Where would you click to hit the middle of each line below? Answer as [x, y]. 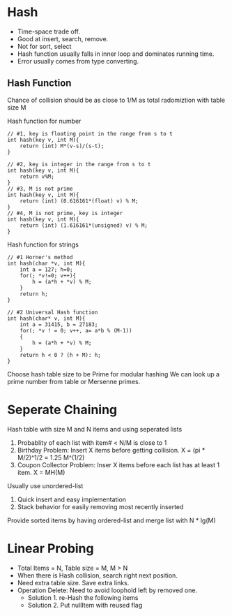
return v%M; [37, 176]
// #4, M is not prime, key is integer [65, 213]
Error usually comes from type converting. [78, 61]
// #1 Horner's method [40, 257]
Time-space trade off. [48, 31]
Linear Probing [51, 548]
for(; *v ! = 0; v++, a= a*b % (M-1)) [76, 330]
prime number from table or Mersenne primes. [74, 381]
